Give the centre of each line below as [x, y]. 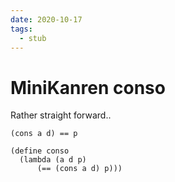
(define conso [40, 151]
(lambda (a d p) [53, 160]
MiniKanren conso [88, 87]
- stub [33, 38]
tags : [21, 29]
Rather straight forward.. [61, 115]
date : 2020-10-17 [46, 19]
